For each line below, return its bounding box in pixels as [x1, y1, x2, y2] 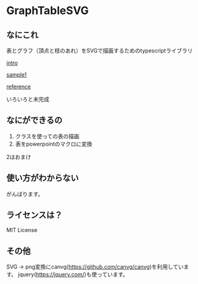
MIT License [6, 226, 38, 234]
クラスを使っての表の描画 [15, 132, 79, 140]
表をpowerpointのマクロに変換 [15, 140, 93, 148]
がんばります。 [6, 190, 44, 198]
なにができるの [6, 115, 63, 125]
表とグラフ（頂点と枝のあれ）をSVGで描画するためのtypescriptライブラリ [6, 47, 193, 54]
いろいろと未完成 [6, 95, 50, 103]
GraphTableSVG [6, 4, 89, 18]
